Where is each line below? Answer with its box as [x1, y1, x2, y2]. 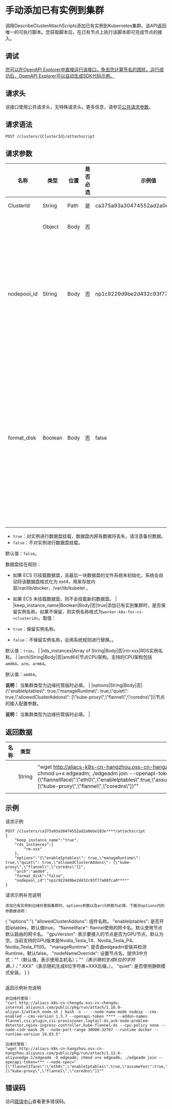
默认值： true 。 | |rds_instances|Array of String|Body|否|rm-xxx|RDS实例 [5, 648, 159, 654]
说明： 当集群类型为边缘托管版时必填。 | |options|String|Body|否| [5, 682, 143, 688]
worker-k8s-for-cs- [102, 610, 144, 615]
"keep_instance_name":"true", [14, 837, 79, 842]
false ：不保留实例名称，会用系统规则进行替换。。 [12, 637, 117, 643]
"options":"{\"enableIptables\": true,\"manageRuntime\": [14, 855, 141, 860]
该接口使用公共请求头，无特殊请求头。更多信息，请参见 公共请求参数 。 [5, 103, 154, 110]
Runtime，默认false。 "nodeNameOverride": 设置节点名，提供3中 [5, 950, 143, 956]
